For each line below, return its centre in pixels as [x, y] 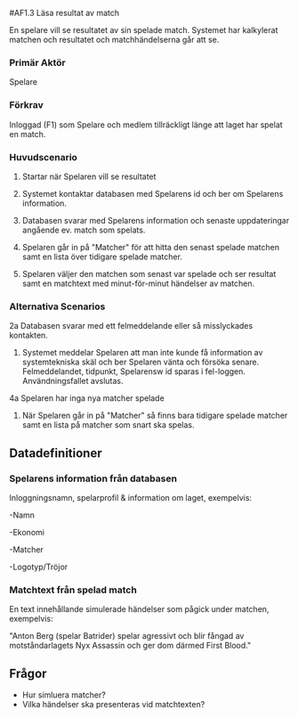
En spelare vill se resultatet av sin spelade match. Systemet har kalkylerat [144, 30]
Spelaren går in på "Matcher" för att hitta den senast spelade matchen [151, 247]
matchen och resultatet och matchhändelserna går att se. [114, 40]
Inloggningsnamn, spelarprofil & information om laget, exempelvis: [130, 497]
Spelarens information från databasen [93, 478]
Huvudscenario [44, 157]
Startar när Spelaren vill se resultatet [89, 176]
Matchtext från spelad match [73, 590]
